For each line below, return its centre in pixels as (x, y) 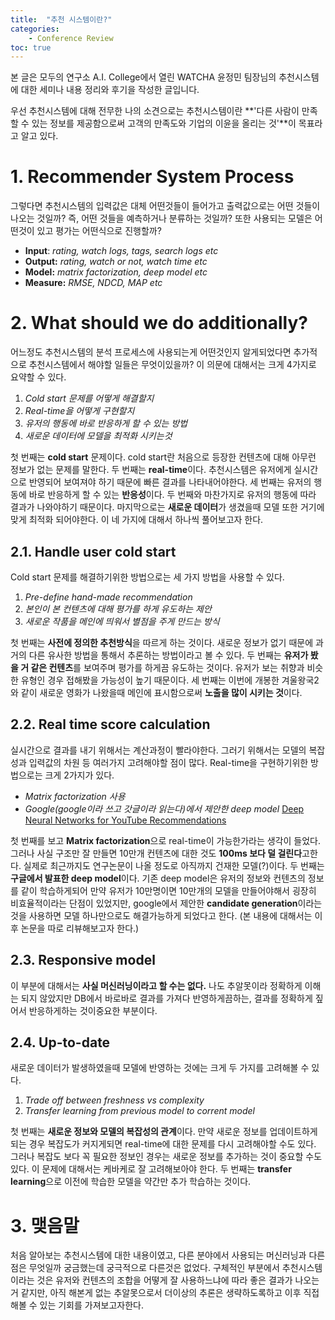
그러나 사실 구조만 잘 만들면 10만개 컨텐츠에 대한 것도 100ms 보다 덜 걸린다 (156, 853)
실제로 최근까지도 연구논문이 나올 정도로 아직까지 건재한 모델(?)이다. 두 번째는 (174, 865)
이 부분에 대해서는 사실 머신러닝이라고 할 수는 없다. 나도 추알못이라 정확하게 (156, 985)
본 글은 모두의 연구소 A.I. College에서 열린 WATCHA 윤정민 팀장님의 (143, 77)
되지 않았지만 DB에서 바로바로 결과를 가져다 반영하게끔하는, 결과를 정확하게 (166, 998)
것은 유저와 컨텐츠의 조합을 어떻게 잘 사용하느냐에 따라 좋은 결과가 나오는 (178, 1280)
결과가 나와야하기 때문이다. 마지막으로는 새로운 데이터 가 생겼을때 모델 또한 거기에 (167, 507)
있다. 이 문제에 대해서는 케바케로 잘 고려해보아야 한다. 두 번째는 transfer (151, 1169)
